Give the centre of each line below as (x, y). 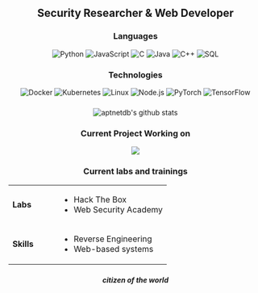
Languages (135, 36)
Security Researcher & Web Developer (135, 13)
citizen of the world (135, 280)
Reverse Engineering (113, 239)
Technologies (135, 74)
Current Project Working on (135, 133)
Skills (23, 244)
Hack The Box (100, 199)
